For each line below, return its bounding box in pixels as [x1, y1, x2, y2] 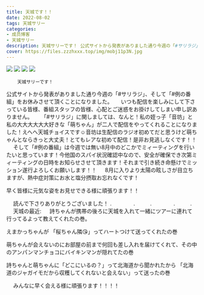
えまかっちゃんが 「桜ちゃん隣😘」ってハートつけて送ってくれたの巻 [6, 227, 178, 235]
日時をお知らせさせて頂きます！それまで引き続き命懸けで [43, 159, 187, 166]
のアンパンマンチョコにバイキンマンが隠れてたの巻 [6, 248, 134, 255]
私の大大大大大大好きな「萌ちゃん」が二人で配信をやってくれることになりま [6, 120, 197, 128]
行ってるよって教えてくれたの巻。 [6, 215, 91, 222]
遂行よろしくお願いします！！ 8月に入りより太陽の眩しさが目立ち [22, 166, 194, 173]
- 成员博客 [6, 32, 30, 38]
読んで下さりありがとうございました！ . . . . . [13, 200, 192, 207]
